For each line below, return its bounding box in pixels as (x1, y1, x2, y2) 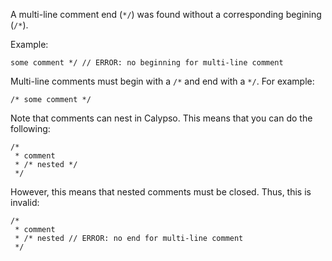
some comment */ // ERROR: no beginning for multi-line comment (10, 58, 284, 68)
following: (10, 123, 51, 134)
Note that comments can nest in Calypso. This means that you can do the (10, 112, 313, 124)
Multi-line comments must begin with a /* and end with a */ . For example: (10, 75, 315, 87)
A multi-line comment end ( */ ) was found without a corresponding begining (10, 9, 322, 20)
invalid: (10, 197, 40, 208)
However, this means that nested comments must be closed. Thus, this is (10, 186, 312, 198)
